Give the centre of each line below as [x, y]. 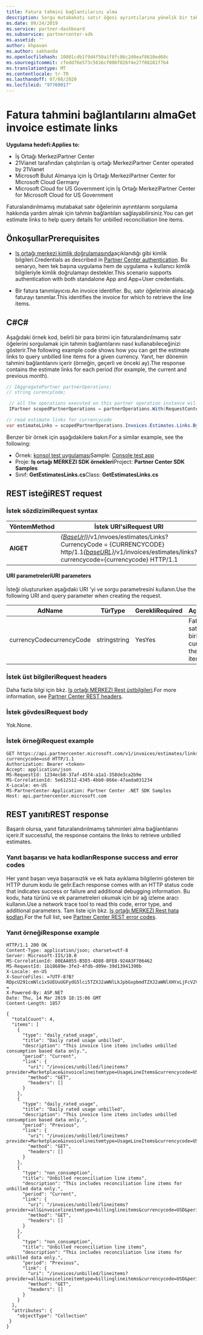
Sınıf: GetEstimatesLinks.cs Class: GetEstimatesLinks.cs [87, 474]
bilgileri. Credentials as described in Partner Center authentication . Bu [101, 259]
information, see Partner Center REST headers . [65, 696]
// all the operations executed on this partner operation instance [97, 403]
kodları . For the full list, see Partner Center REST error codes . [82, 917]
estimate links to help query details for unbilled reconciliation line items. [95, 219]
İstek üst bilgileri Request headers [57, 677]
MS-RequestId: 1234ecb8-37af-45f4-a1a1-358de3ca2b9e [74, 775]
